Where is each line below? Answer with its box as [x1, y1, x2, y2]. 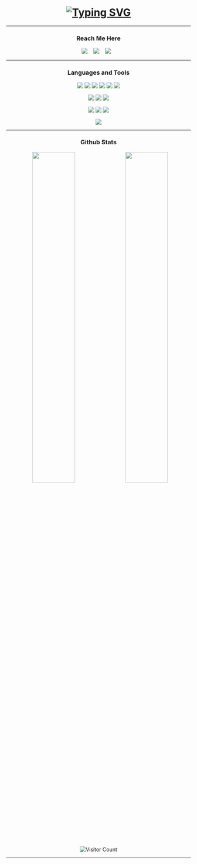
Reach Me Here [76, 34, 121, 42]
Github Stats [80, 138, 117, 147]
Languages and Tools [67, 68, 130, 77]
